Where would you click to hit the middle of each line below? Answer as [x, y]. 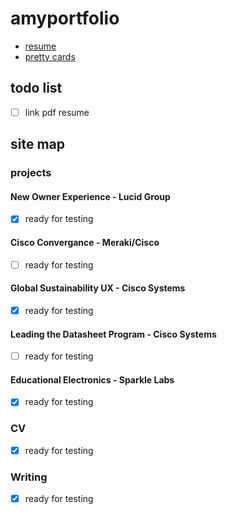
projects [31, 173]
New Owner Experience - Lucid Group [90, 196]
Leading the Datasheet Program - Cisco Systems [113, 334]
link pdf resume [57, 112]
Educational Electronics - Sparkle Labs [92, 379]
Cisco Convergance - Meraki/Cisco [85, 242]
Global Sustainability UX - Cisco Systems [98, 288]
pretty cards [50, 56]
